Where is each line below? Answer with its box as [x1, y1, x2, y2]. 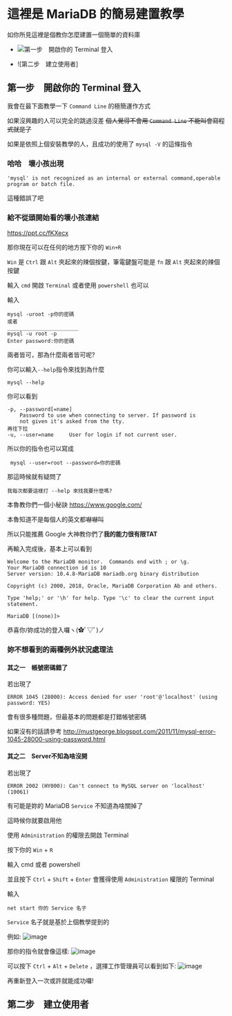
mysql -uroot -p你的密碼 [7, 311, 75, 318]
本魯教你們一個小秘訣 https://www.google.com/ [7, 500, 143, 509]
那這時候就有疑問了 [7, 473, 62, 481]
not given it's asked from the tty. [19, 418, 126, 425]
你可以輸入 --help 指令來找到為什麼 [7, 366, 105, 374]
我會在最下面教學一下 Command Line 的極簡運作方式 [7, 102, 151, 110]
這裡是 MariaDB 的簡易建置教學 [7, 6, 184, 22]
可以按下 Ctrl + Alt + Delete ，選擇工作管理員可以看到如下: [7, 961, 177, 970]
